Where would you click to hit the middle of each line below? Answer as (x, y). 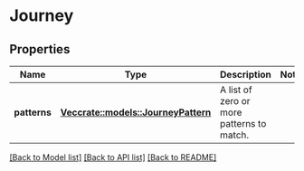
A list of (236, 90)
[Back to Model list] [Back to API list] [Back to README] (113, 157)
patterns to (243, 123)
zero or (235, 101)
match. (235, 135)
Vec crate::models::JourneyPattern (136, 112)
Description (246, 75)
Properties (40, 49)
